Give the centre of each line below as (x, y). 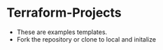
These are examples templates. (62, 32)
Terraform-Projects (64, 13)
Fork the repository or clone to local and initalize (86, 39)
